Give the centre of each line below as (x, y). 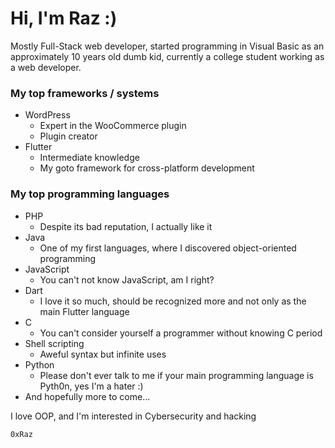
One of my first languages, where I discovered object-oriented (168, 248)
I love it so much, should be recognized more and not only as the (173, 301)
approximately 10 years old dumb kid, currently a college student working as (167, 56)
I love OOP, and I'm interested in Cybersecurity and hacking (133, 416)
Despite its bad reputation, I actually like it (126, 226)
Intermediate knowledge (89, 158)
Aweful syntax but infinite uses (103, 354)
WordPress (47, 115)
